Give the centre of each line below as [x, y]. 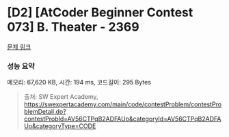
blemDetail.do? [45, 112]
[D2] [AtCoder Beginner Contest [100, 13]
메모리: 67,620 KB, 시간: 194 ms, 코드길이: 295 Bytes [79, 82]
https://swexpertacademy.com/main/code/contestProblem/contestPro [123, 104]
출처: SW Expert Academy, [61, 97]
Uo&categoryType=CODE [60, 126]
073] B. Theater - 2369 [73, 27]
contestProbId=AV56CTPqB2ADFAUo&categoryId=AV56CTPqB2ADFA [122, 119]
